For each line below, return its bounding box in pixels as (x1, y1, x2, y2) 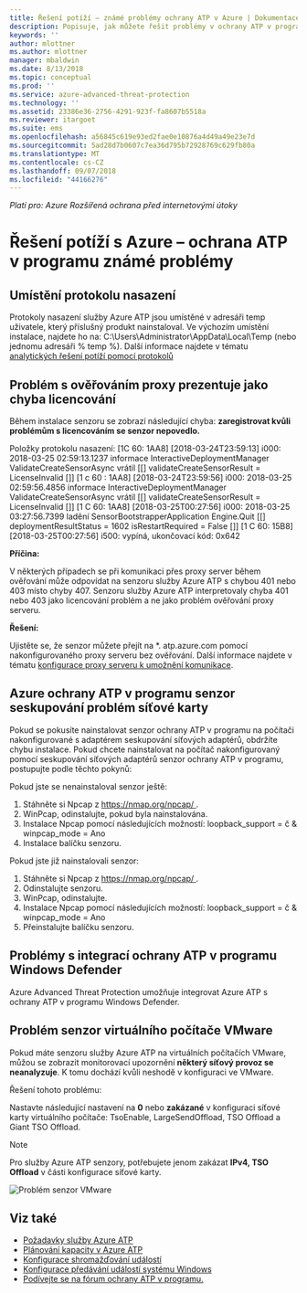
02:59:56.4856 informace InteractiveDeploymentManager (9, 482, 227, 493)
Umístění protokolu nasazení (9, 287, 176, 302)
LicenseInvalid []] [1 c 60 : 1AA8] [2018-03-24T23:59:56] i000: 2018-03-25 (9, 472, 292, 483)
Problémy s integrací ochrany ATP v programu (9, 948, 277, 964)
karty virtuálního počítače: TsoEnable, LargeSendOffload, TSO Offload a (9, 1111, 281, 1122)
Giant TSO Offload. (9, 1121, 81, 1132)
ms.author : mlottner (9, 48, 89, 57)
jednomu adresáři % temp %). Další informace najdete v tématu (9, 341, 249, 352)
